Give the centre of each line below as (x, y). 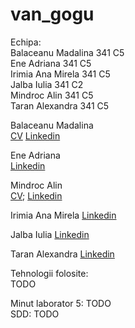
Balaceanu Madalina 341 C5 (67, 52)
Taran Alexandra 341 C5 (60, 105)
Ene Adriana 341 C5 (51, 63)
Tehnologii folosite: (49, 273)
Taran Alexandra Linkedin (62, 254)
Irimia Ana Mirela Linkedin (63, 215)
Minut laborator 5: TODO (61, 303)
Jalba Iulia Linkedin (50, 234)
